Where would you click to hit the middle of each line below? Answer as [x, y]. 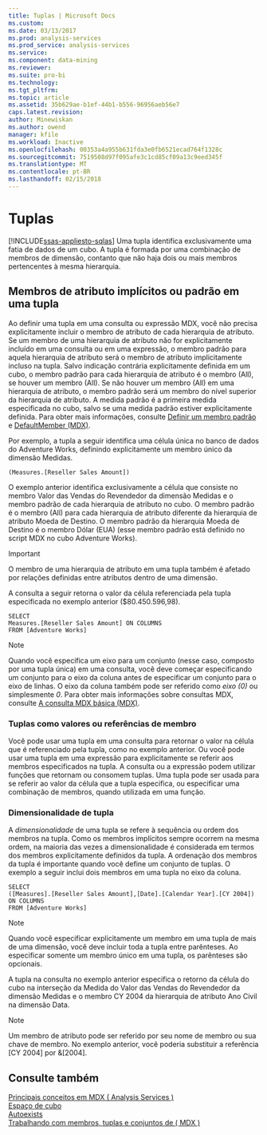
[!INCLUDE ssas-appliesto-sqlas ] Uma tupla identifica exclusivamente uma [130, 241]
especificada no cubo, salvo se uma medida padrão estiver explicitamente [130, 408]
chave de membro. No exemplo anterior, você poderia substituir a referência [133, 1045]
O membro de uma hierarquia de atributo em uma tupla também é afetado [130, 569]
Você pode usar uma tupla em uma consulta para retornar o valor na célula [131, 741]
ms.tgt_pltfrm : [33, 90]
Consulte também [54, 1078]
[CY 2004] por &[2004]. [48, 1053]
